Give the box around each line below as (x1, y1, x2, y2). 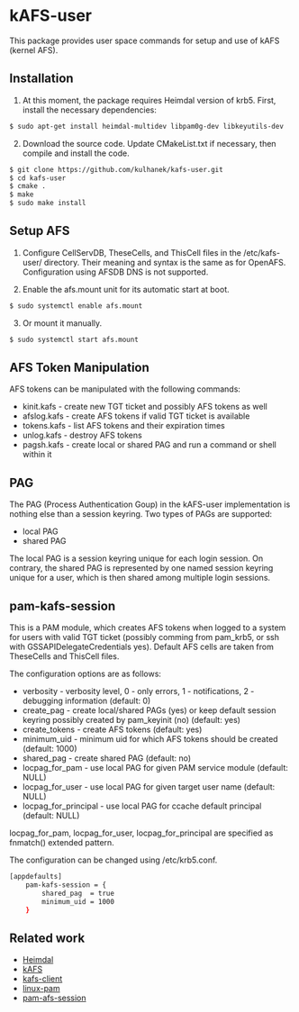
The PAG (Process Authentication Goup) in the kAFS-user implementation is (9, 499, 291, 510)
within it (22, 449, 52, 460)
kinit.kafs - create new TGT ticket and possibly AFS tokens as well (22, 402, 267, 412)
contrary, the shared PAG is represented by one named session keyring (9, 563, 274, 574)
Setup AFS (9, 223, 70, 239)
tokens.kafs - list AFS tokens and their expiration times (22, 420, 225, 431)
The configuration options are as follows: (9, 668, 162, 679)
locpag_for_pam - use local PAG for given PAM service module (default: (22, 763, 288, 773)
